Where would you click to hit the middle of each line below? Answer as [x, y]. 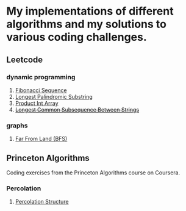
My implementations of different [90, 11]
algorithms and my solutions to [86, 24]
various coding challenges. [77, 37]
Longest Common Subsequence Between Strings [77, 109]
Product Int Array [37, 103]
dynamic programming [41, 77]
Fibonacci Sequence [41, 90]
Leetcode [25, 59]
